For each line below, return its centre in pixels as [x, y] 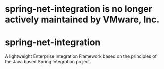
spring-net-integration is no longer [79, 9]
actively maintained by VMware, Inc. [82, 20]
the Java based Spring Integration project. [48, 62]
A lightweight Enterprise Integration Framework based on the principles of [81, 56]
